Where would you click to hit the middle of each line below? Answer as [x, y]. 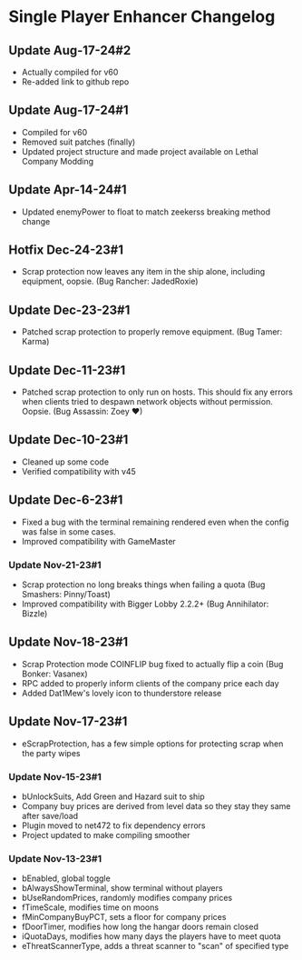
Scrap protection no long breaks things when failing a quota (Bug [143, 585]
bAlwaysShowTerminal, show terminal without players [122, 888]
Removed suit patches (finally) [78, 142]
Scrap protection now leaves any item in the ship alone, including [143, 272]
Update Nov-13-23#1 [55, 858]
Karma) [35, 342]
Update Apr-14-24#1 [68, 190]
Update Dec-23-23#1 [69, 310]
